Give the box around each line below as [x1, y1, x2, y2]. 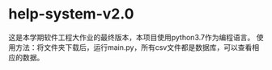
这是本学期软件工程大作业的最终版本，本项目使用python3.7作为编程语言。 [8, 32, 255, 42]
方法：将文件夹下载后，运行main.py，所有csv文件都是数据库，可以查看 [15, 42, 253, 52]
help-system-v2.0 [8, 5, 134, 23]
